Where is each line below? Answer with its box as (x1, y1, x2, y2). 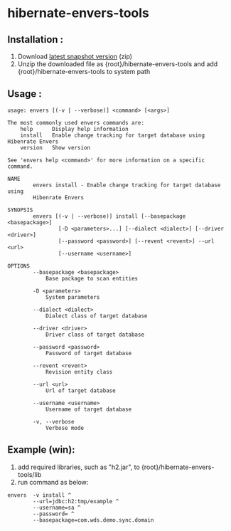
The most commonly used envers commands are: (7, 119, 144, 126)
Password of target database (45, 349, 132, 357)
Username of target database (45, 406, 132, 413)
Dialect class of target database (45, 312, 148, 320)
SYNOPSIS (7, 206, 33, 214)
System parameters (45, 293, 100, 300)
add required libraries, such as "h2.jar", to (17, 463, 140, 471)
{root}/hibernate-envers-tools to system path (17, 68, 151, 75)
